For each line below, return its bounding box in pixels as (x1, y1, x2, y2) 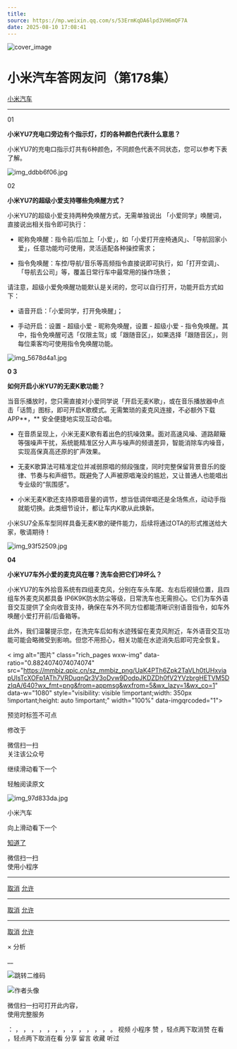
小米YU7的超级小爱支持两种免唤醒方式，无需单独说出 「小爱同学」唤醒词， (7, 211, 226, 220)
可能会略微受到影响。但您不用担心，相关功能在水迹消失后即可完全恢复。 (13, 636, 224, 644)
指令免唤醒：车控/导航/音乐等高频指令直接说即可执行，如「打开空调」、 (17, 259, 224, 267)
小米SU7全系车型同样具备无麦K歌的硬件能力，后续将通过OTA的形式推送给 (7, 519, 221, 528)
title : (7, 10, 27, 18)
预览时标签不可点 (7, 711, 57, 719)
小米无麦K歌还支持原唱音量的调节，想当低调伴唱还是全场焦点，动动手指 (17, 495, 226, 504)
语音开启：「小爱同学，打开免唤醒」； (17, 307, 123, 315)
